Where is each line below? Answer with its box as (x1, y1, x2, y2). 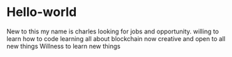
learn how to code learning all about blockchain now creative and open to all (6, 34, 226, 42)
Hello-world (6, 4, 77, 20)
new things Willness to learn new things (6, 42, 121, 50)
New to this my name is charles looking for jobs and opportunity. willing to (6, 27, 219, 35)
